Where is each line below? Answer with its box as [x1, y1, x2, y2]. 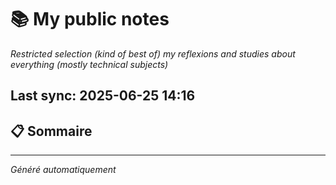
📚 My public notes [10, 8, 170, 31]
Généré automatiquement [10, 164, 117, 176]
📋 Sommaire [10, 122, 93, 140]
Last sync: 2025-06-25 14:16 [10, 87, 196, 105]
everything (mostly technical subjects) [10, 58, 169, 70]
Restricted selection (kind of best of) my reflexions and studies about [10, 47, 296, 60]
